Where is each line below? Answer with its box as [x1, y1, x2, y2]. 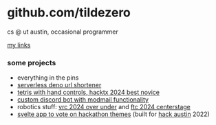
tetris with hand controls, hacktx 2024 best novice [17, 88, 160, 97]
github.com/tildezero [7, 5, 131, 21]
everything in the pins [17, 73, 79, 82]
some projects [7, 58, 56, 67]
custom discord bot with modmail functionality [17, 95, 149, 104]
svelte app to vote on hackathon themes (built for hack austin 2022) [17, 110, 210, 118]
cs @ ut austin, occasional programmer [7, 27, 119, 36]
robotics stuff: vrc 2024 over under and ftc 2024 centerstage [17, 103, 191, 111]
